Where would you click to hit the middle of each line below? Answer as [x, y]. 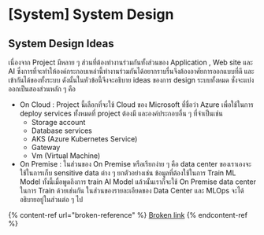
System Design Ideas [61, 44]
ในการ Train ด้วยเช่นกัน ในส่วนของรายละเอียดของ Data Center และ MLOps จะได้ [132, 191]
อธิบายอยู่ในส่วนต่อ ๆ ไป [51, 199]
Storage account [58, 122]
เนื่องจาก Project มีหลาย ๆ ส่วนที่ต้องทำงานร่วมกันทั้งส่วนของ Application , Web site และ [131, 62]
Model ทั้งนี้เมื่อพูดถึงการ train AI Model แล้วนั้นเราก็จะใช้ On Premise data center [138, 182]
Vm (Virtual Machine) [66, 156]
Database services [61, 130]
